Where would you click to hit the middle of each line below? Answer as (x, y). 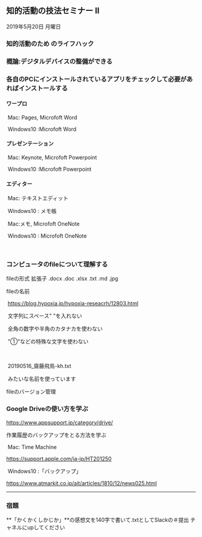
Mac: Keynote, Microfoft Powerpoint (52, 157)
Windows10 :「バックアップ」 (44, 471)
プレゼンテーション (30, 144)
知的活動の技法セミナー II (53, 11)
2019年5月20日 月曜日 (34, 27)
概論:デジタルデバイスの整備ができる (60, 61)
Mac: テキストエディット (38, 199)
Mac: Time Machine (32, 447)
